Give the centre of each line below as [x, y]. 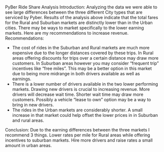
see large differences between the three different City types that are [74, 12]
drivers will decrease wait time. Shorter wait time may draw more [78, 94]
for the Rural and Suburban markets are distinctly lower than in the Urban [79, 22]
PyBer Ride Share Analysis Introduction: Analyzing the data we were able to [81, 7]
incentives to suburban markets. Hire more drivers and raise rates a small [79, 140]
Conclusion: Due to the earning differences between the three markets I [77, 130]
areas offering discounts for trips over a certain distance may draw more [85, 58]
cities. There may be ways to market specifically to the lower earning [75, 28]
